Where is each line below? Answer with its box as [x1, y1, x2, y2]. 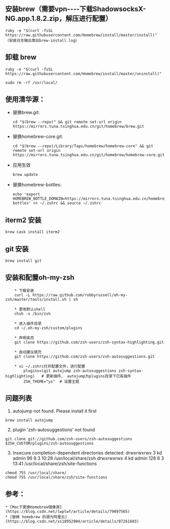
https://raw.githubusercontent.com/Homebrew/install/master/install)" [5, 32, 157, 38]
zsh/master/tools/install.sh [5, 297, 67, 302]
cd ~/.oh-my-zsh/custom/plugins [14, 325, 82, 331]
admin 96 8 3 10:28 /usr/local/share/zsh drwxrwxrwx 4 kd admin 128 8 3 [12, 455, 164, 461]
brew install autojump [5, 417, 53, 422]
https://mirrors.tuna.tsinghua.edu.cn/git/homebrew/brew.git [12, 124, 145, 129]
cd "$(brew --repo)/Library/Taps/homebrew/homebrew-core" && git [12, 144, 153, 149]
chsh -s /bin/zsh [14, 311, 51, 316]
